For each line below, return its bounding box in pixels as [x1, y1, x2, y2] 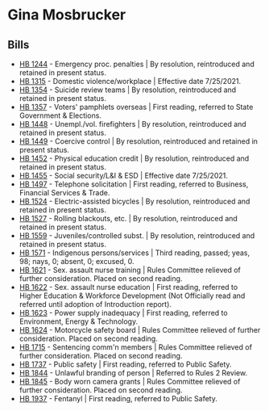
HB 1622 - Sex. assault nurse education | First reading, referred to [19, 283, 238, 291]
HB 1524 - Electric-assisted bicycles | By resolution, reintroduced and [19, 196, 250, 206]
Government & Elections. [19, 111, 102, 120]
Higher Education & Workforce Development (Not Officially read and [19, 291, 246, 300]
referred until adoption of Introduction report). [19, 300, 172, 308]
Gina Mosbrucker [7, 6, 126, 24]
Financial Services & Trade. [19, 188, 110, 197]
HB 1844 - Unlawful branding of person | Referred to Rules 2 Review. [19, 368, 247, 377]
